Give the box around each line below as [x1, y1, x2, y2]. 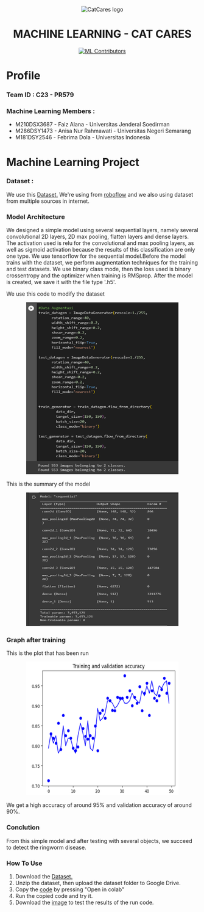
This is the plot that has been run [6, 649, 90, 657]
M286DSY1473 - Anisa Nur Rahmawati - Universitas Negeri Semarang [15, 127, 191, 134]
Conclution [6, 823, 40, 832]
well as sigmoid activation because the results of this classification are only [6, 246, 195, 254]
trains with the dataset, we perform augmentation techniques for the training [6, 259, 199, 266]
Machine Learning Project [6, 155, 140, 169]
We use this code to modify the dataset [6, 290, 105, 297]
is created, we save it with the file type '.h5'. [6, 279, 116, 286]
